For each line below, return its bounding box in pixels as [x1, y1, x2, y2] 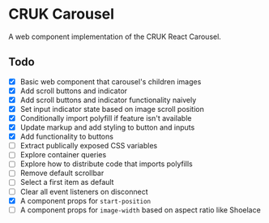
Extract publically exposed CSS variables [19, 141, 158, 151]
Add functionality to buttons [19, 131, 113, 142]
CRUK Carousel [8, 5, 115, 24]
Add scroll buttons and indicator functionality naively [19, 95, 197, 105]
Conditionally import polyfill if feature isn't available [19, 114, 192, 122]
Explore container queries [19, 150, 107, 160]
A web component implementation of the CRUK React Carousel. [8, 32, 221, 41]
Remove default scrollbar [19, 168, 105, 178]
